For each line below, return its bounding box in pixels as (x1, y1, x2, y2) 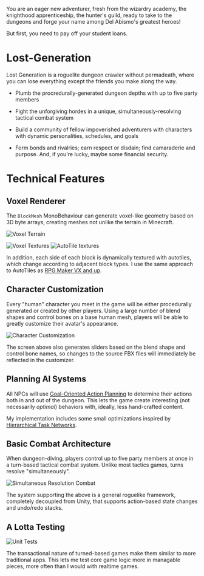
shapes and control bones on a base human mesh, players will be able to (6, 313, 189, 321)
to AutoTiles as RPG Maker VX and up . (6, 267, 102, 274)
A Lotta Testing (6, 522, 66, 532)
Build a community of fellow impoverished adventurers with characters (15, 126, 192, 133)
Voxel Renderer (6, 196, 66, 206)
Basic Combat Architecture (6, 439, 111, 449)
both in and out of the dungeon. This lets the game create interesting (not (6, 396, 190, 403)
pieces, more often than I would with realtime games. (6, 563, 139, 570)
